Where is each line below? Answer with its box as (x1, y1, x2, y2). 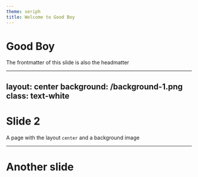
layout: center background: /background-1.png (6, 81, 183, 91)
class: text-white (6, 91, 70, 101)
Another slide (6, 160, 74, 173)
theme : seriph (6, 8, 41, 15)
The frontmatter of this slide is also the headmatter (6, 59, 130, 66)
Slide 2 (6, 114, 41, 128)
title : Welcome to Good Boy (6, 14, 75, 20)
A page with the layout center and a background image (6, 134, 140, 141)
